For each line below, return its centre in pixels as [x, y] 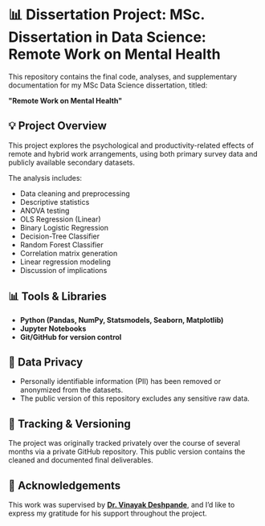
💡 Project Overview [57, 126]
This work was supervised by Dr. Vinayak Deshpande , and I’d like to [122, 505]
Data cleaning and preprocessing [75, 194]
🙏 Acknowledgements [65, 485]
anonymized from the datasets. [71, 390]
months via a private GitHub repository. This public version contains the [127, 452]
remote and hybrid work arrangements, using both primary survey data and [133, 153]
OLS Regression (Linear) [61, 219]
